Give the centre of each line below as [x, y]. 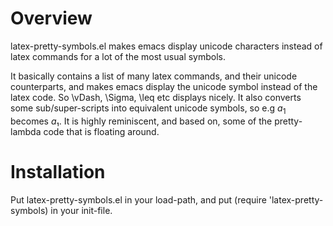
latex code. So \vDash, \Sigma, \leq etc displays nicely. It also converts [156, 97]
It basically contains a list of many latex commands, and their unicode [154, 76]
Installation [58, 171]
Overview [51, 18]
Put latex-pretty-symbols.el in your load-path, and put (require [138, 199]
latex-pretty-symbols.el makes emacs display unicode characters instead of [166, 46]
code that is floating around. [101, 131]
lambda [26, 131]
